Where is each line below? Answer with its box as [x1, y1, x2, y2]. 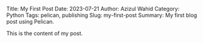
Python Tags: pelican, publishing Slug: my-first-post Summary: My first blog [6, 12, 198, 19]
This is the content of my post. [6, 30, 84, 37]
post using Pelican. [6, 18, 54, 25]
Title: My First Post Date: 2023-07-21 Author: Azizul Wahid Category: [6, 5, 180, 12]
